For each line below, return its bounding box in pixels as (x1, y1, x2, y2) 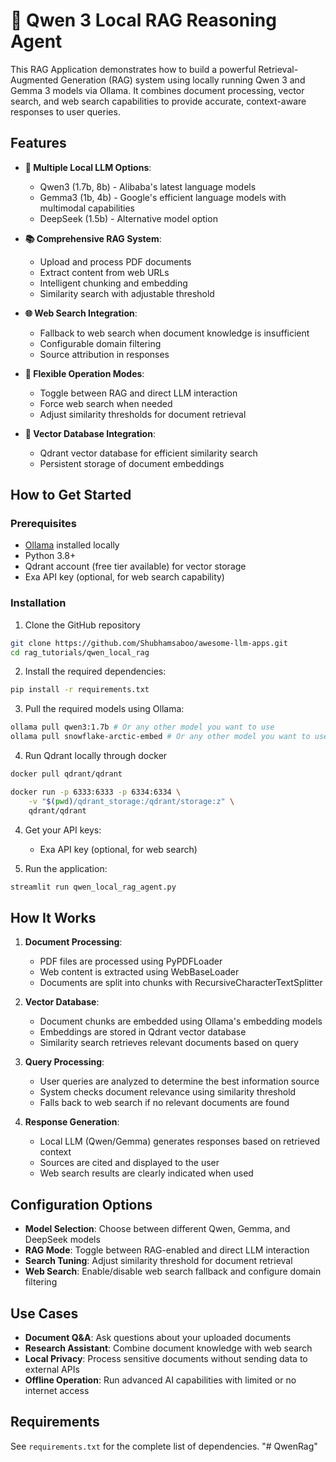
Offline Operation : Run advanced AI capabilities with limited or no (24, 1374, 297, 1386)
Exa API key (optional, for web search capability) (24, 571, 225, 583)
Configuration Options (10, 1196, 153, 1213)
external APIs (24, 1363, 80, 1375)
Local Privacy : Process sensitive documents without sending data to (24, 1352, 308, 1364)
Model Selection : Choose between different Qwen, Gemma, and (24, 1223, 291, 1235)
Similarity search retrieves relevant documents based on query (39, 1037, 299, 1049)
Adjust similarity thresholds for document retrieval (39, 408, 247, 420)
